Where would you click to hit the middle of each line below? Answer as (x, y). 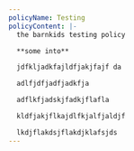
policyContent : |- (43, 26)
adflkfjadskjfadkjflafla (63, 100)
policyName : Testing (47, 18)
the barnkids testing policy (71, 34)
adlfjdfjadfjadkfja (53, 84)
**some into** (43, 51)
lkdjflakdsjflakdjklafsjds (67, 132)
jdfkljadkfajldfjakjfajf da (69, 67)
